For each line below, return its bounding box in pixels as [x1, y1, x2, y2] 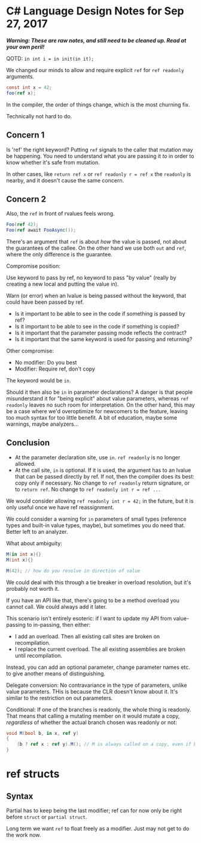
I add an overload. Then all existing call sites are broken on [14, 632, 160, 640]
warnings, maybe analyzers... [6, 420, 79, 428]
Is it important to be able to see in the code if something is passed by [14, 310, 185, 318]
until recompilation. [14, 651, 63, 659]
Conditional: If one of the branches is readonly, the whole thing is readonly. [6, 706, 191, 713]
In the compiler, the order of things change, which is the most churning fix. [6, 101, 190, 108]
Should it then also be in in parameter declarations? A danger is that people [6, 388, 193, 396]
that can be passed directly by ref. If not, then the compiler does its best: [14, 473, 194, 480]
